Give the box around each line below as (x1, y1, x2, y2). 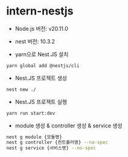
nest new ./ (6, 86, 36, 92)
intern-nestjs (6, 4, 74, 18)
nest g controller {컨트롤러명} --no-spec (6, 139, 109, 146)
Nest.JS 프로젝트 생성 (14, 74, 68, 82)
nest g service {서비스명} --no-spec (6, 145, 97, 152)
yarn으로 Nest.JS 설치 (14, 50, 69, 58)
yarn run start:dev (6, 110, 56, 116)
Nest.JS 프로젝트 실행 (14, 98, 68, 105)
